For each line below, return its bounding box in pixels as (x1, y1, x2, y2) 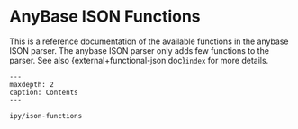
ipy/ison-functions (9, 111, 83, 120)
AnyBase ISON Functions (9, 6, 201, 27)
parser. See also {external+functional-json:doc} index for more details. (9, 55, 269, 65)
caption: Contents (9, 88, 78, 97)
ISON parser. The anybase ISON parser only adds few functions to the (9, 45, 270, 56)
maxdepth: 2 (9, 80, 54, 89)
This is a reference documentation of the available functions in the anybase (9, 36, 290, 47)
